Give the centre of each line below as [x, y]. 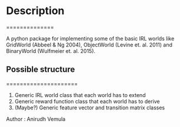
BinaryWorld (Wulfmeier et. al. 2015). [51, 51]
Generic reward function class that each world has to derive [87, 101]
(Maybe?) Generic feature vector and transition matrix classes [90, 108]
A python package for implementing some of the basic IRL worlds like [90, 38]
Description [35, 11]
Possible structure [41, 70]
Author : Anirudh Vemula [36, 119]
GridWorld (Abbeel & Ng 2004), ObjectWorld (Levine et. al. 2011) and [89, 45]
